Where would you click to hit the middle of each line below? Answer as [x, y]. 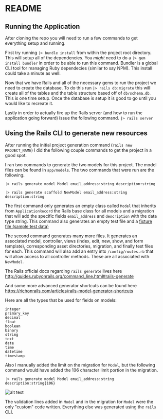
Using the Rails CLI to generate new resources [76, 133]
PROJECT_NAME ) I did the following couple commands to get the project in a [79, 150]
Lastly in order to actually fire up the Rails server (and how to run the [74, 113]
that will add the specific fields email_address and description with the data [81, 216]
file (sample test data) [27, 226]
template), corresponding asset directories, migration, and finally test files [79, 246]
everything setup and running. [35, 43]
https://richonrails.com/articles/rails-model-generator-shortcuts [69, 291]
